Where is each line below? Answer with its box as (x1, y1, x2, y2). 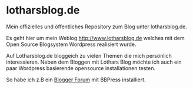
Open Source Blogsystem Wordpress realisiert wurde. (6, 41, 137, 48)
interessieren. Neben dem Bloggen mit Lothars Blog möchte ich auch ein (6, 58, 182, 65)
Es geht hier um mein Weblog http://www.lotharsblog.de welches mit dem (6, 34, 185, 41)
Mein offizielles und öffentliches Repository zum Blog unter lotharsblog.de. (6, 23, 187, 30)
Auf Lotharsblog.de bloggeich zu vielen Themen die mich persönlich (6, 52, 172, 59)
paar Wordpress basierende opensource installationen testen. (6, 64, 156, 71)
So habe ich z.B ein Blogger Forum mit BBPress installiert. (6, 76, 146, 83)
